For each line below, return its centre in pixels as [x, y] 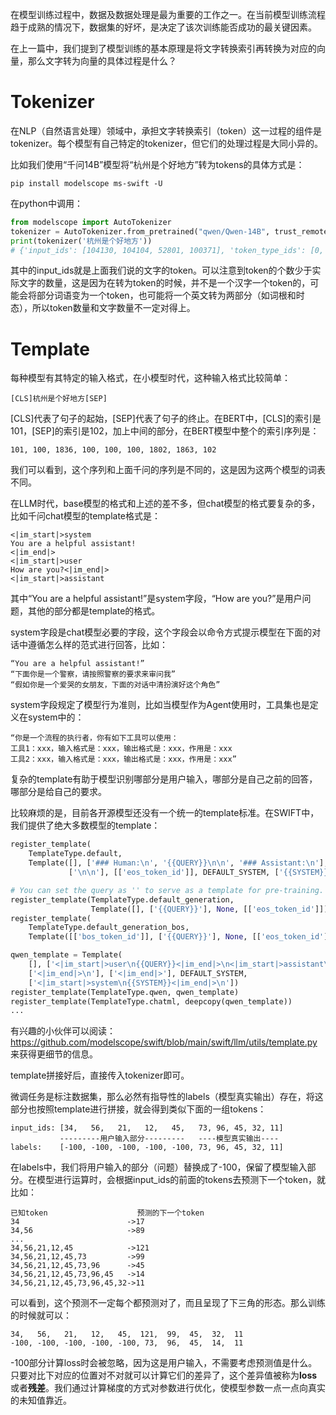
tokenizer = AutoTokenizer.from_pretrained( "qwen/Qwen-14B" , [140, 231]
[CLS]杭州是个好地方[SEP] [59, 399]
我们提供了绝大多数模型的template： [85, 825]
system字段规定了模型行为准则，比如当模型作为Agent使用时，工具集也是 [160, 705]
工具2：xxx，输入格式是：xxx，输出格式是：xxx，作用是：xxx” [123, 759]
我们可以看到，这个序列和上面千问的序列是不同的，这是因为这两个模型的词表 [168, 470]
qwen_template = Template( [66, 955]
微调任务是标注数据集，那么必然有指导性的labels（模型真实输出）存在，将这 [167, 1097]
